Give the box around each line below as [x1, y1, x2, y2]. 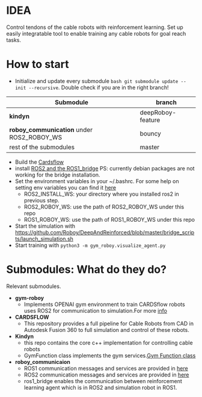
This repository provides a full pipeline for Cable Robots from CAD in [23, 320, 194, 327]
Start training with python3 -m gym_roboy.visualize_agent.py [14, 242, 166, 249]
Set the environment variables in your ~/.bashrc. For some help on [14, 177, 179, 184]
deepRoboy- [139, 108, 176, 116]
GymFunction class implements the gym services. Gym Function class [23, 352, 196, 359]
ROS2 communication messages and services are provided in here [23, 371, 189, 378]
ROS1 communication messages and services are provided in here [23, 364, 188, 372]
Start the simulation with [14, 222, 76, 230]
